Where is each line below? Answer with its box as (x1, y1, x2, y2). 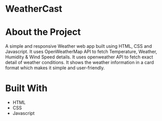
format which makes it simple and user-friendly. (5, 65, 105, 71)
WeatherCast (5, 3, 62, 15)
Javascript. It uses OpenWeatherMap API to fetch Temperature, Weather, (5, 49, 157, 55)
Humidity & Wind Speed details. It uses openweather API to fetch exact (5, 54, 153, 60)
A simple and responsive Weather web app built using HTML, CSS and (5, 43, 152, 49)
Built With (5, 82, 48, 94)
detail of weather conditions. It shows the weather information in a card (5, 59, 154, 66)
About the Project (5, 26, 81, 38)
